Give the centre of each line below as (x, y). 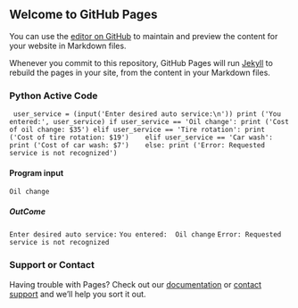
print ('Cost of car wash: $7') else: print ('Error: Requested (137, 146)
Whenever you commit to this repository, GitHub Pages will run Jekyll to (141, 62)
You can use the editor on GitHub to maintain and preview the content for (144, 36)
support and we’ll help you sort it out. (78, 294)
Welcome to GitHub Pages (83, 15)
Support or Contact (52, 265)
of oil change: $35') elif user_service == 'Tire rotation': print (137, 130)
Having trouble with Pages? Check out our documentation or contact (135, 284)
